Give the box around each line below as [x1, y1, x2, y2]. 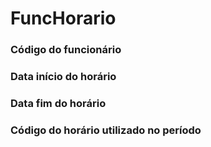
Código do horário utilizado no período [10, 123, 202, 137]
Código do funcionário [10, 43, 122, 57]
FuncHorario [10, 7, 117, 30]
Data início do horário [10, 70, 117, 84]
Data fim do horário [10, 96, 107, 110]
